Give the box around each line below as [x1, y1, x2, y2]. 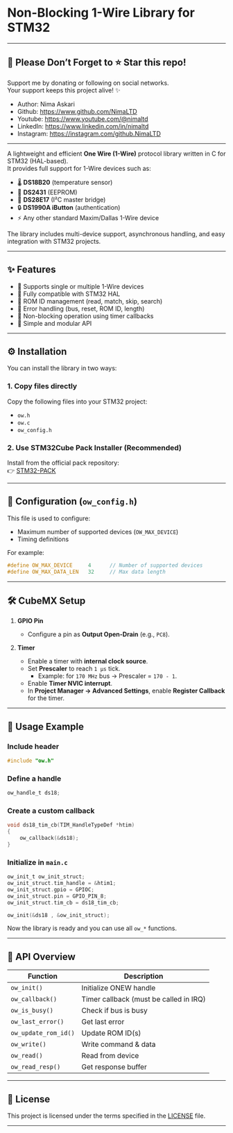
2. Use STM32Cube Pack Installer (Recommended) [7, 443, 182, 452]
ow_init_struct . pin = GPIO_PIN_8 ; [7, 893, 107, 900]
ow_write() [10, 1041, 46, 1048]
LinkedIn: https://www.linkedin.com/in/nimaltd [17, 122, 149, 130]
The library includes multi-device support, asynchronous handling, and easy [7, 229, 225, 238]
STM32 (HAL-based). [7, 156, 69, 165]
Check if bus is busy [81, 1006, 148, 1016]
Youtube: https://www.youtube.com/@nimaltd [17, 115, 148, 123]
